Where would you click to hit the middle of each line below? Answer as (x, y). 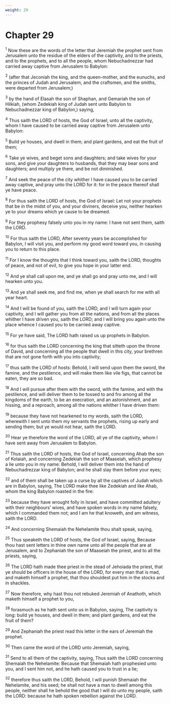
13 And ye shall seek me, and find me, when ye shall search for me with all (82, 292)
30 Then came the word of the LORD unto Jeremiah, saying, (68, 647)
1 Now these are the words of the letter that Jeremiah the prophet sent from (84, 50)
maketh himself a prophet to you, (40, 599)
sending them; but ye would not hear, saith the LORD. (61, 427)
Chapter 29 (30, 35)
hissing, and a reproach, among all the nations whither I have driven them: (82, 405)
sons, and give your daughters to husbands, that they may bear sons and (82, 163)
